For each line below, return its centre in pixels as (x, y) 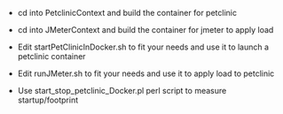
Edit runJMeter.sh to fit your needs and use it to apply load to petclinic (146, 73)
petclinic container (51, 56)
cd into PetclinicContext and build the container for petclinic (127, 13)
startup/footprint (48, 100)
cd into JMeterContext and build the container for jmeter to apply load (145, 30)
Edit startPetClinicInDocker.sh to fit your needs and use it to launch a (143, 47)
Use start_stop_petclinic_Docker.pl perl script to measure (122, 91)
